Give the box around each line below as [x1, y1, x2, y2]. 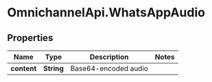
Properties [7, 32, 54, 44]
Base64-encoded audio [70, 64, 149, 73]
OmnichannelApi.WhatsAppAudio [7, 5, 206, 20]
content [10, 64, 37, 73]
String [43, 64, 64, 73]
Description [89, 53, 129, 61]
